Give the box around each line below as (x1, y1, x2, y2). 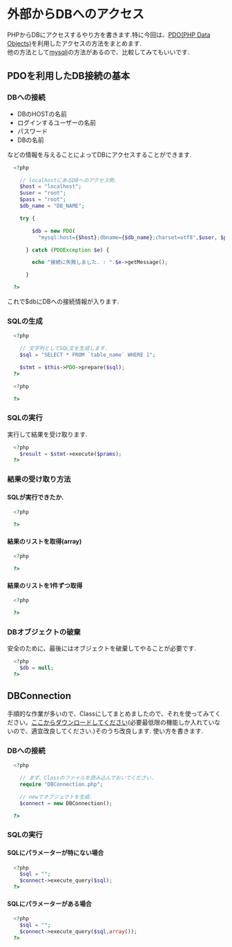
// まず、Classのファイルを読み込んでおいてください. (19, 775, 155, 781)
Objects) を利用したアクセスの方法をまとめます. (7, 39, 142, 47)
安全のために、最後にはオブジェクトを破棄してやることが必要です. (7, 644, 197, 653)
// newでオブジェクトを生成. (19, 793, 93, 800)
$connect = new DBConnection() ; (19, 799, 113, 807)
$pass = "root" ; (19, 196, 67, 203)
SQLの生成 (7, 316, 43, 326)
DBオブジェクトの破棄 (7, 628, 81, 637)
